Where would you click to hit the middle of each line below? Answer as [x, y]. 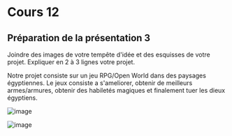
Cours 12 [33, 12]
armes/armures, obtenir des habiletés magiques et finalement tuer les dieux [116, 90]
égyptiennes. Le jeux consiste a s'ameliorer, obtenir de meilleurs [100, 83]
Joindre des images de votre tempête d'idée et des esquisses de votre [109, 54]
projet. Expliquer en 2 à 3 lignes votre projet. [71, 62]
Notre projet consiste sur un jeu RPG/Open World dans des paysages [107, 75]
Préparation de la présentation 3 [79, 38]
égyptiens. [23, 98]
